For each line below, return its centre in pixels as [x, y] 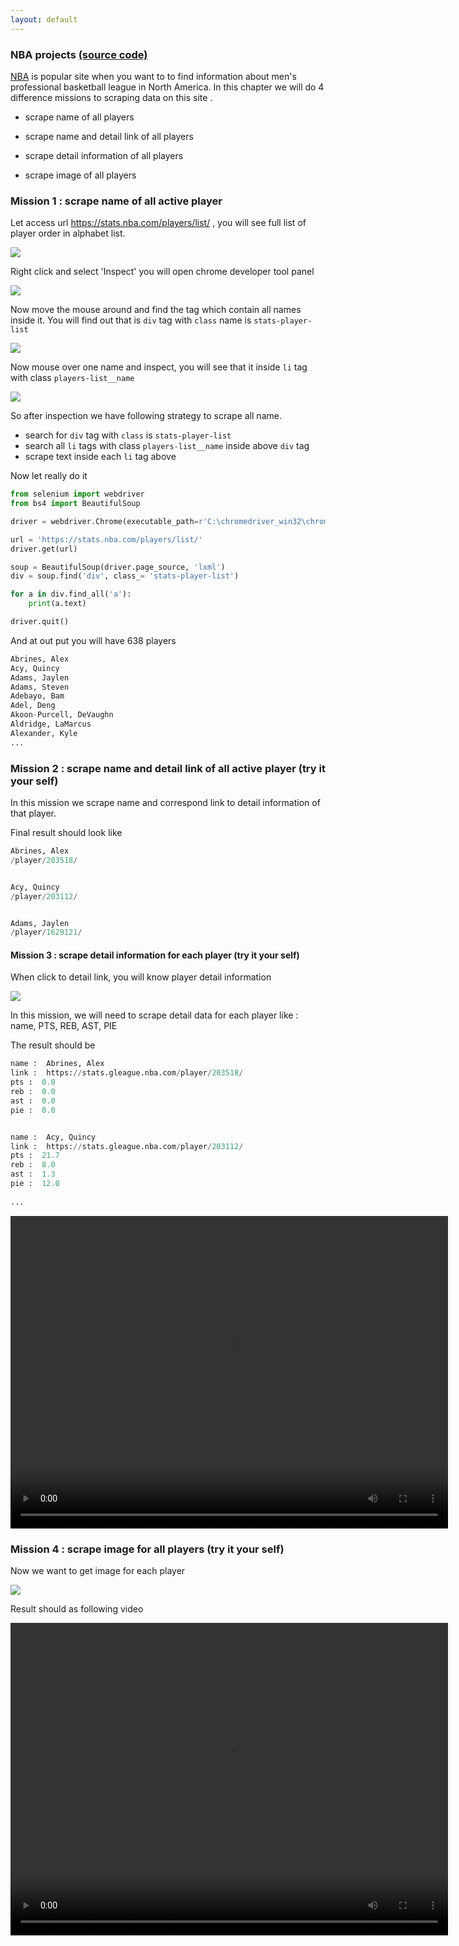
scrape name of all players [79, 117]
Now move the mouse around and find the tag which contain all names [156, 310]
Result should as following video [77, 1609]
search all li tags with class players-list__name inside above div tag [167, 446]
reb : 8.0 [33, 1165]
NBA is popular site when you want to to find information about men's [153, 76]
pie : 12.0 [35, 1184]
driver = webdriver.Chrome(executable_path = [104, 521]
